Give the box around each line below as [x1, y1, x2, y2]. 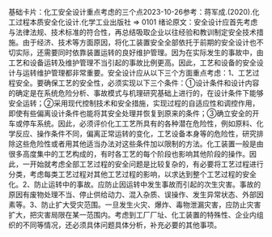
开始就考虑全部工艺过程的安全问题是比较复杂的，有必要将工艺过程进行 [29, 159, 264, 169]
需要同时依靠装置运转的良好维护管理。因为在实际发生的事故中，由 [43, 48, 264, 57]
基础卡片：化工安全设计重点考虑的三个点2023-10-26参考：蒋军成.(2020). [8, 7, 253, 16]
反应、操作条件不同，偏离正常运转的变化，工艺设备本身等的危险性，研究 [15, 129, 257, 138]
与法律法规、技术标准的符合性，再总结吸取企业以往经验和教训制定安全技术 [8, 28, 257, 37]
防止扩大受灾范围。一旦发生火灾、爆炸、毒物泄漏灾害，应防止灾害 [40, 200, 261, 209]
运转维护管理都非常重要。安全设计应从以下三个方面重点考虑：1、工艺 [22, 68, 253, 77]
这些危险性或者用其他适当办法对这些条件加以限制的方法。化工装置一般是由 [15, 139, 264, 149]
